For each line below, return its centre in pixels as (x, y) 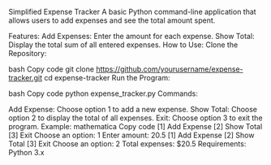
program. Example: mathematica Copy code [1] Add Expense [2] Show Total (135, 126)
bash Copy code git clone (52, 69)
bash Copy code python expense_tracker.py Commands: (103, 93)
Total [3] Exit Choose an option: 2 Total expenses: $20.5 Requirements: (127, 144)
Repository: (28, 53)
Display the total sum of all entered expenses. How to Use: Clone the (123, 45)
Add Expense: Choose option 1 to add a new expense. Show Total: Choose (133, 109)
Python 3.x (26, 152)
